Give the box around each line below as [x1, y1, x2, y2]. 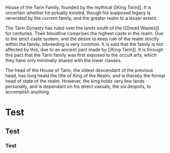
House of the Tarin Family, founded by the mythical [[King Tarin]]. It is [5, 5, 152, 10]
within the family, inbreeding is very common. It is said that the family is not [5, 41, 163, 47]
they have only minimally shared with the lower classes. [5, 57, 122, 63]
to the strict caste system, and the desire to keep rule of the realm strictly [5, 36, 159, 42]
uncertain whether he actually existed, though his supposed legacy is [5, 10, 151, 16]
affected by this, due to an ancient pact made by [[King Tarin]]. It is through [5, 47, 164, 52]
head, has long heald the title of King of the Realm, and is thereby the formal [5, 73, 165, 78]
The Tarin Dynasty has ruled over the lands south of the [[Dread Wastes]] [5, 25, 159, 31]
